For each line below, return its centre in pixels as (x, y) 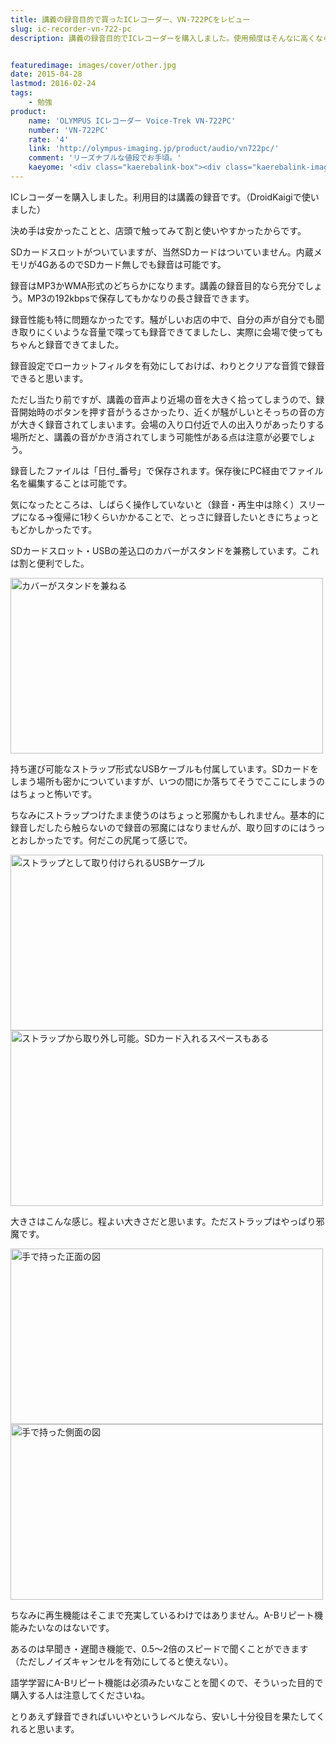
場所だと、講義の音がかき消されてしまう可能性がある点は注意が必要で (155, 437)
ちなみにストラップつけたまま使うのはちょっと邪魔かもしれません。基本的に (168, 815)
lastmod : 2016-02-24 (53, 84)
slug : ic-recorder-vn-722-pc (71, 29)
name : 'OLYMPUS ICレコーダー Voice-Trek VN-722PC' (132, 121)
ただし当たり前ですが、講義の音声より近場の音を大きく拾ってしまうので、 (163, 399)
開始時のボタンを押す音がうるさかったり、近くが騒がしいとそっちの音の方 (172, 412)
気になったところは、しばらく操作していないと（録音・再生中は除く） (155, 504)
